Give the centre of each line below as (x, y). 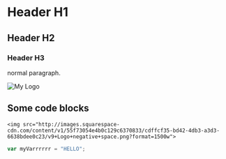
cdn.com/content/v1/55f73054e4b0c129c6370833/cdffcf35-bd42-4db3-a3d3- (113, 130)
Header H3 (26, 58)
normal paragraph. (34, 73)
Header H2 (31, 38)
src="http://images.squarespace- (71, 124)
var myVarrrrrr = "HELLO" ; (46, 149)
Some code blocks (48, 108)
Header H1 (38, 12)
